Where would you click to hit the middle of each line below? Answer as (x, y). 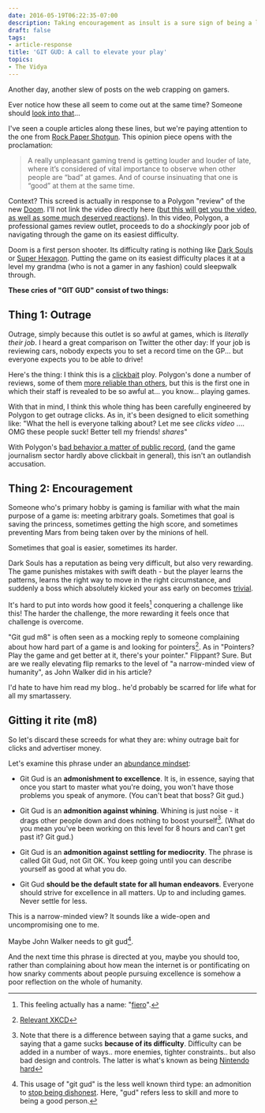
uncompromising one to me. (54, 925)
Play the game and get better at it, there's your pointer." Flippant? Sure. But (130, 655)
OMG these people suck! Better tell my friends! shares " (98, 432)
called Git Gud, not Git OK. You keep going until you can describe (125, 860)
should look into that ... (44, 113)
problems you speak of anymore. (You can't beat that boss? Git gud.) (132, 795)
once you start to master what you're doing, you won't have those (127, 787)
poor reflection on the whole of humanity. (76, 982)
